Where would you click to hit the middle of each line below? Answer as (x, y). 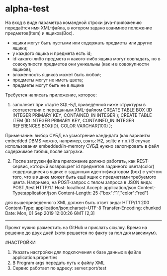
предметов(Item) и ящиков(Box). (40, 33)
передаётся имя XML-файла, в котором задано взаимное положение (79, 27)
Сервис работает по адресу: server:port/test (59, 268)
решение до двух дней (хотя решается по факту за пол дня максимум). (81, 233)
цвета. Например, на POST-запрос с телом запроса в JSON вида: (82, 182)
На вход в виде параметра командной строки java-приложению (74, 22)
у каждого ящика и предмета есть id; (52, 53)
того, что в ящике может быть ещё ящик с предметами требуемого (84, 177)
